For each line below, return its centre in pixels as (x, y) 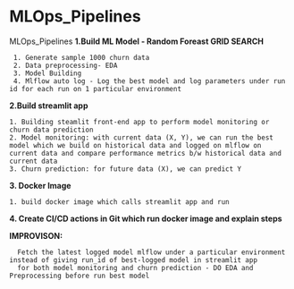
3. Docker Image (40, 185)
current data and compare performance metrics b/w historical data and (145, 153)
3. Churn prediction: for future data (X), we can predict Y (126, 169)
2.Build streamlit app (49, 106)
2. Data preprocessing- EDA (65, 65)
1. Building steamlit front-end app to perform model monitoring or (139, 122)
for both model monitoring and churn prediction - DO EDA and (135, 268)
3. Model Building (47, 73)
